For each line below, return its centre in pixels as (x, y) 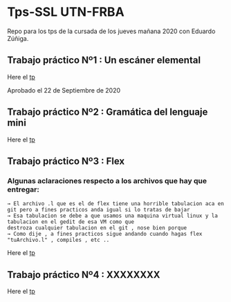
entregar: (23, 189)
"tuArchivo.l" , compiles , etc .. (58, 240)
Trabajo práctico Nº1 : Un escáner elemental (104, 60)
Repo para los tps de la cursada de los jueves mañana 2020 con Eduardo (111, 31)
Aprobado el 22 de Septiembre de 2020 (64, 90)
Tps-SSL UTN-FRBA (66, 12)
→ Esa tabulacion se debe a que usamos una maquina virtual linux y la (112, 216)
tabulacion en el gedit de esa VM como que (71, 222)
